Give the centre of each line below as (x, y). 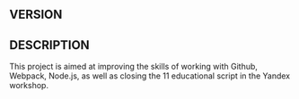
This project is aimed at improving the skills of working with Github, (134, 67)
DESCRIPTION (49, 45)
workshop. (29, 86)
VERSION (36, 15)
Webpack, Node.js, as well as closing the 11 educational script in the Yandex (149, 76)
